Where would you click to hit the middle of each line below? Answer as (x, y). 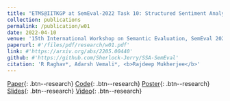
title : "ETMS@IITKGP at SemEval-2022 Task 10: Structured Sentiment (107, 13)
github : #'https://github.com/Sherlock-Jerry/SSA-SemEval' (93, 58)
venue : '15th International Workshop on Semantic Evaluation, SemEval (110, 39)
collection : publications (44, 20)
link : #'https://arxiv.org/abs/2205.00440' (70, 52)
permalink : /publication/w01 (49, 26)
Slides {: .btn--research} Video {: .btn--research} (75, 91)
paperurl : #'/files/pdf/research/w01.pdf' (68, 45)
